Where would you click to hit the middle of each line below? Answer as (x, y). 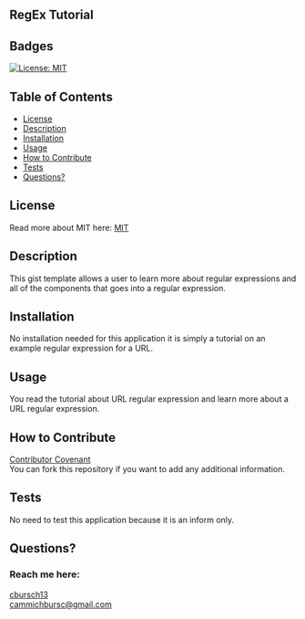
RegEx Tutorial (51, 15)
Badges (31, 46)
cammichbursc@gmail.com (61, 604)
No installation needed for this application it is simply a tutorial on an (137, 339)
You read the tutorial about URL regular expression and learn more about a (149, 399)
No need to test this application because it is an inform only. (122, 519)
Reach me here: (45, 574)
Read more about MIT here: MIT (69, 227)
